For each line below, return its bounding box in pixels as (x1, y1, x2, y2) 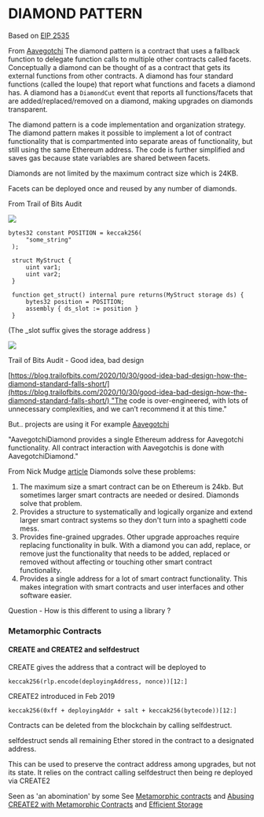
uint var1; (25, 263, 61, 272)
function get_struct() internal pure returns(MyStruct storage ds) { (11, 290, 244, 299)
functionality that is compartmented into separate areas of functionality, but (8, 136, 253, 146)
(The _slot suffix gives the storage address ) (8, 325, 151, 335)
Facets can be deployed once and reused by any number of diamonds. (8, 183, 237, 193)
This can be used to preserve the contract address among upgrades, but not (8, 760, 256, 769)
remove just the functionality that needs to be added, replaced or (19, 549, 230, 558)
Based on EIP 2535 (8, 31, 70, 40)
